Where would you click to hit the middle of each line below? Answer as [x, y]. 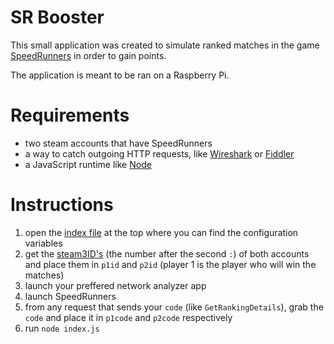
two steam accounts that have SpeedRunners [118, 143]
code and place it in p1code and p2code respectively [128, 317]
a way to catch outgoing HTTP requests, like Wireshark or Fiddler [159, 153]
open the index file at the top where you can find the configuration [161, 232]
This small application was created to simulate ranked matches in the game [165, 45]
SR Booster [57, 17]
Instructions [62, 205]
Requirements [70, 115]
